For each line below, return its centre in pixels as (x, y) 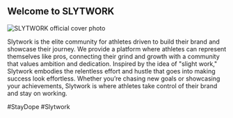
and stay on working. (37, 93)
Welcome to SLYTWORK (61, 11)
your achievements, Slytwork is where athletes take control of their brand (112, 85)
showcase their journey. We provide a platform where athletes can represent (117, 49)
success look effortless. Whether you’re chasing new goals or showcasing (114, 78)
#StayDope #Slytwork (39, 106)
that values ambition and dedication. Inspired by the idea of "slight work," (112, 64)
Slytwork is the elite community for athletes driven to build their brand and (114, 42)
